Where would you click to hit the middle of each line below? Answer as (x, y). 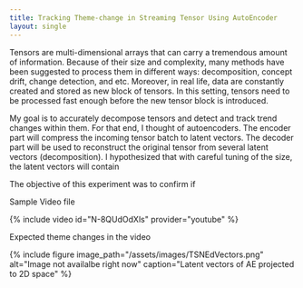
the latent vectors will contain (64, 166)
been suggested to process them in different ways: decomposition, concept (151, 71)
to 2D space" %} (41, 273)
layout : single (38, 26)
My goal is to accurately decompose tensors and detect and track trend (143, 118)
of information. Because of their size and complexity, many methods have (147, 62)
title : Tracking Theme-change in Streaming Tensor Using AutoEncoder (144, 18)
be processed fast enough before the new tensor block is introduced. (139, 100)
